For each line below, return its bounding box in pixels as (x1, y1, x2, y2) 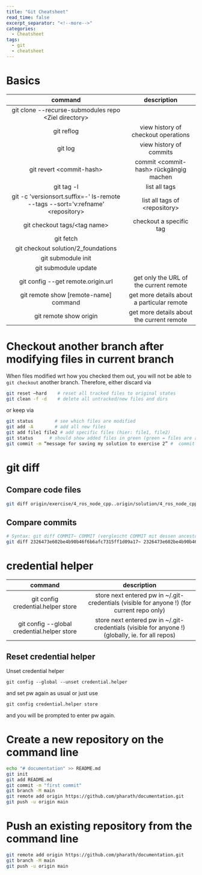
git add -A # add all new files (6, 424, 106, 430)
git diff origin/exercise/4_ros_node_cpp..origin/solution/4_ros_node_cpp (6, 500, 198, 507)
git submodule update (35, 263, 97, 272)
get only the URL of (133, 273, 188, 281)
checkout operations (131, 130, 191, 139)
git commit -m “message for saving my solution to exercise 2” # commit (6, 440, 195, 447)
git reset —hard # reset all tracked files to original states (6, 390, 176, 396)
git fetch (54, 234, 78, 242)
